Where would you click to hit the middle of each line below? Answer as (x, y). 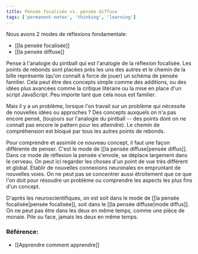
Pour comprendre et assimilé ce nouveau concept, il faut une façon (88, 142)
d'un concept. (23, 186)
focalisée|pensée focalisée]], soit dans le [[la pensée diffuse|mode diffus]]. (98, 204)
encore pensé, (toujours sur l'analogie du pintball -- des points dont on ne (96, 118)
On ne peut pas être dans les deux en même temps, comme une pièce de (95, 210)
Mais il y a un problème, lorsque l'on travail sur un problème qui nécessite (96, 106)
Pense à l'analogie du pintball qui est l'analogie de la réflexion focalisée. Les (99, 63)
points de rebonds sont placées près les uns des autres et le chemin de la (96, 69)
